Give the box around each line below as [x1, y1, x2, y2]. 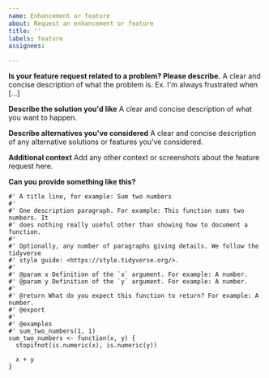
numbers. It [8, 214, 49, 223]
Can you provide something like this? [8, 177, 136, 187]
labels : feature [8, 34, 63, 43]
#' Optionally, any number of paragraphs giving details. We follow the [8, 242, 259, 251]
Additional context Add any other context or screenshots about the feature [8, 153, 260, 163]
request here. [8, 161, 53, 171]
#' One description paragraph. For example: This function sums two [8, 207, 245, 215]
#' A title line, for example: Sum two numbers [8, 193, 173, 201]
